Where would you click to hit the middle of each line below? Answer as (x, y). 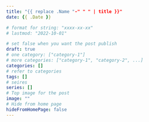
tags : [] (17, 77)
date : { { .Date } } (29, 17)
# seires (17, 82)
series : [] (19, 88)
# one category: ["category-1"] (46, 55)
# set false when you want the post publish (62, 44)
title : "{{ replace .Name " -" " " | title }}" (64, 11)
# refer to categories (34, 71)
